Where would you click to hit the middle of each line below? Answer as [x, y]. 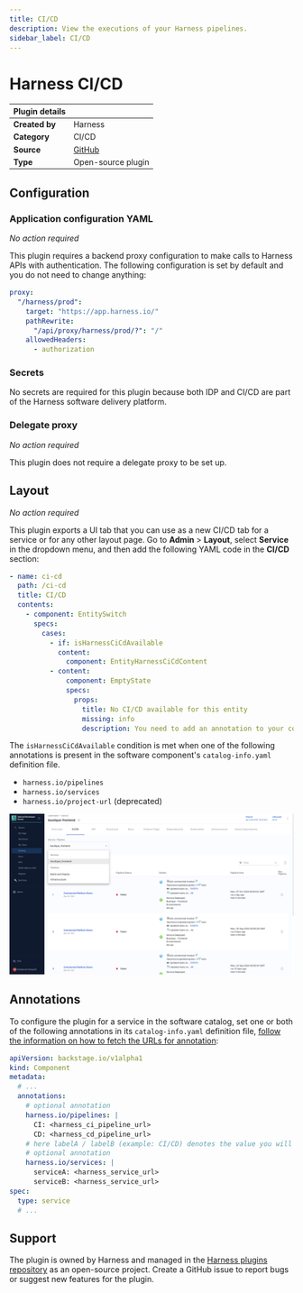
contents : [36, 605]
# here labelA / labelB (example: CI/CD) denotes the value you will [159, 1144]
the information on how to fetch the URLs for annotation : [114, 1041]
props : [86, 700]
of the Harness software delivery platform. [88, 402]
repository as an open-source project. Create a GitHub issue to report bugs [149, 1270]
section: [24, 558]
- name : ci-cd [36, 576]
